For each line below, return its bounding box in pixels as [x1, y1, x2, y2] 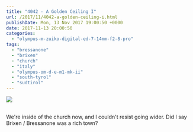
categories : [6, 31, 36, 37]
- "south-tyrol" [11, 74, 52, 80]
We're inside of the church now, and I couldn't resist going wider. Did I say [6, 113, 188, 120]
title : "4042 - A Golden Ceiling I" [6, 8, 96, 15]
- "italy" [11, 63, 36, 70]
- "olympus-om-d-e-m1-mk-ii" [11, 69, 83, 75]
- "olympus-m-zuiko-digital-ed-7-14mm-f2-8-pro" [11, 36, 134, 42]
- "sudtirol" [11, 80, 44, 86]
